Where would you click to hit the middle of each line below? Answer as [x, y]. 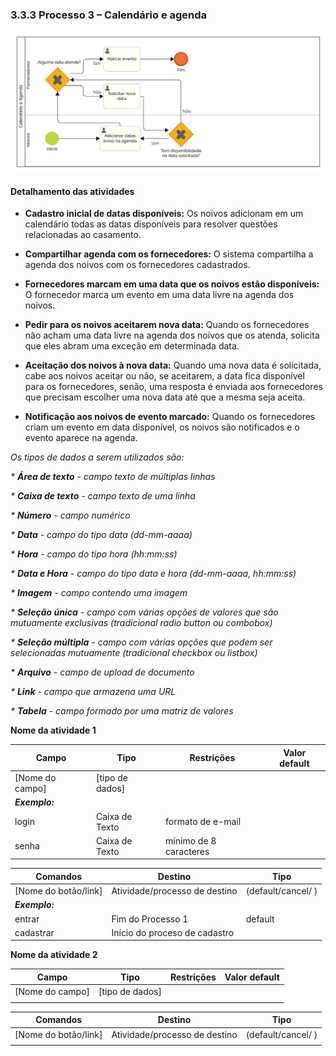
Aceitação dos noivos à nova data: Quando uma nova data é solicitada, [173, 365]
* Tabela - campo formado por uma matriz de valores [122, 711]
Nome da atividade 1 [53, 730]
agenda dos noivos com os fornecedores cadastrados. [137, 265]
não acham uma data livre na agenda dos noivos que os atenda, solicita [172, 335]
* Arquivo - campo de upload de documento [102, 672]
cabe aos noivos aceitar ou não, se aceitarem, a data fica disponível [164, 376]
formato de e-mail [203, 822]
